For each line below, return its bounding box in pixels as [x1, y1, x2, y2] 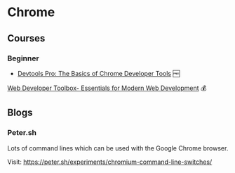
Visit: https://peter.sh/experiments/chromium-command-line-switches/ [7, 158, 213, 166]
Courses [7, 32, 46, 44]
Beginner [7, 53, 40, 63]
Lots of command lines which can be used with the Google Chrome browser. [7, 143, 229, 152]
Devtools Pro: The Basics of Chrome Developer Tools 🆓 [17, 69, 180, 77]
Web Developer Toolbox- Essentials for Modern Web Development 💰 [7, 84, 207, 92]
